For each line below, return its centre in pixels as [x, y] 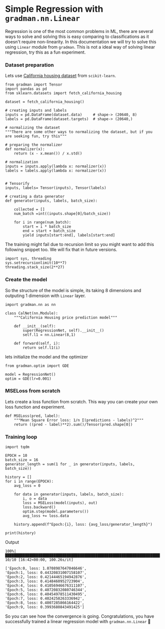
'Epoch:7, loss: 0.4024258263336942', [45, 599]
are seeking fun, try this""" [36, 136]
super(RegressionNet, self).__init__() [64, 330]
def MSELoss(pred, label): [33, 416]
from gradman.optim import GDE [37, 366]
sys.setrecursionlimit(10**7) [36, 263]
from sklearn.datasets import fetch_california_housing [63, 93]
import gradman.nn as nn [30, 304]
